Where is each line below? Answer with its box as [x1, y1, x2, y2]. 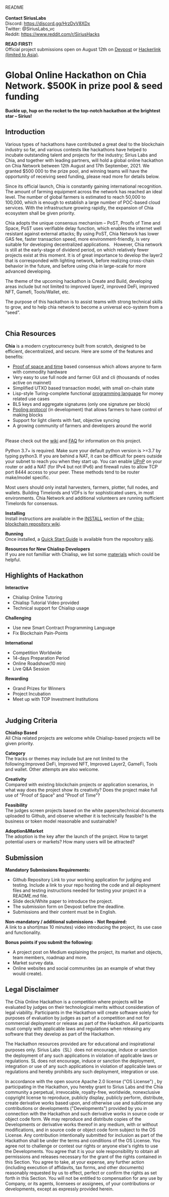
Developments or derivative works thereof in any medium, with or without [5, 1121, 158, 1127]
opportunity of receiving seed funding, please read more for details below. [5, 173, 160, 179]
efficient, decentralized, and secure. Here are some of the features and [5, 348, 153, 354]
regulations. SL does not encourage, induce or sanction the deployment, [5, 1057, 156, 1064]
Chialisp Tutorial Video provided [12, 600, 79, 606]
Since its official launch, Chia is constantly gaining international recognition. [5, 183, 162, 189]
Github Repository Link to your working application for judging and [12, 877, 151, 882]
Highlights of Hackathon [5, 571, 84, 580]
